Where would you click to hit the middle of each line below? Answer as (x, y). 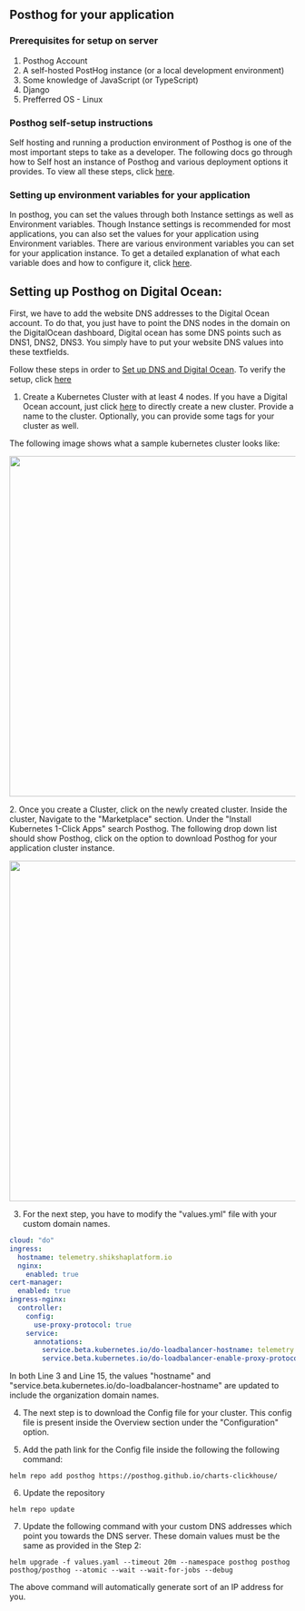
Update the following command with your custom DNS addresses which (157, 1527)
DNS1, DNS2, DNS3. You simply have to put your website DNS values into (147, 342)
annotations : (58, 1342)
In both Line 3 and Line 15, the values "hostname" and (110, 1376)
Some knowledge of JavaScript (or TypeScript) (110, 80)
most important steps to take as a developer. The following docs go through (151, 152)
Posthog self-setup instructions (81, 123)
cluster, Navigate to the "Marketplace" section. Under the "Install (131, 819)
